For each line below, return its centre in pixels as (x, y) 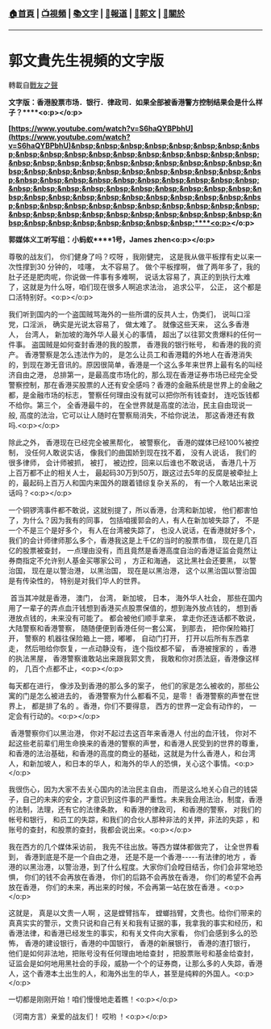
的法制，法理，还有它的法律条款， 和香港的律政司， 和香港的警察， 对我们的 (135, 809)
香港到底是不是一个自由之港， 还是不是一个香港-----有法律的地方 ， (137, 857)
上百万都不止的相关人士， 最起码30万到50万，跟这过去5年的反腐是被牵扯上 (133, 473)
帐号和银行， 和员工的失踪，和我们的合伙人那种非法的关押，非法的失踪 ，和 (134, 820)
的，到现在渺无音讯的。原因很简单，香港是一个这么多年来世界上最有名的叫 (132, 365)
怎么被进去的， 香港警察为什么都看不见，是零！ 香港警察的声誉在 (144, 696)
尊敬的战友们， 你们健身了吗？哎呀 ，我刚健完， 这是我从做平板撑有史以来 (131, 257)
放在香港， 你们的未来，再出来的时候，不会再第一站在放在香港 (112, 888)
